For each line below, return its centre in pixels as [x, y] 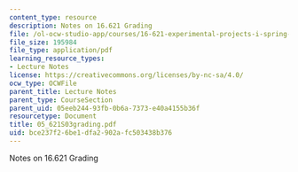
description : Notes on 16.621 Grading [81, 26]
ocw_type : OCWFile [43, 83]
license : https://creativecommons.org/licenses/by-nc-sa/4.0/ [126, 75]
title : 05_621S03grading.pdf [63, 125]
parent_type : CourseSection [61, 100]
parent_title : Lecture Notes [63, 91]
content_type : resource [53, 17]
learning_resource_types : [57, 59]
